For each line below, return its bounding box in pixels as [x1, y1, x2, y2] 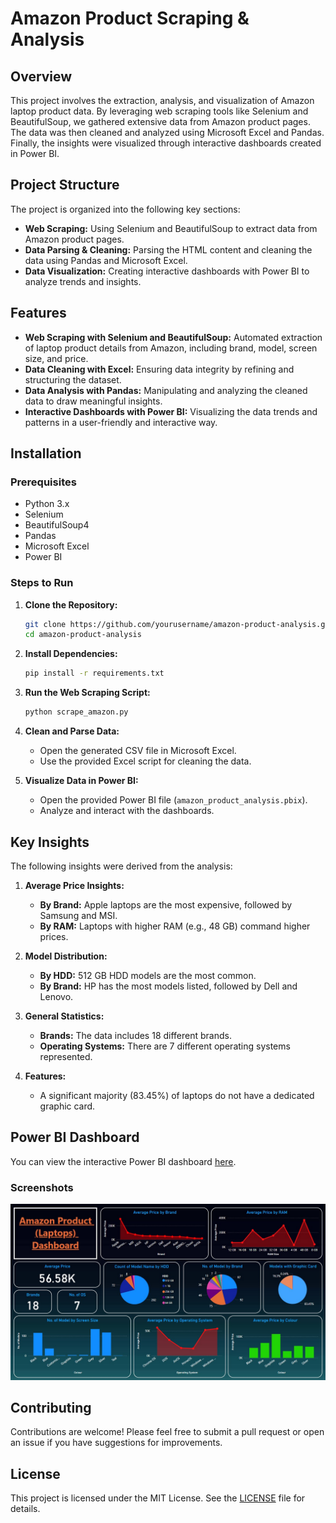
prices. [39, 930, 69, 942]
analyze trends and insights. [24, 275, 142, 287]
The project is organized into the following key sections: [10, 203, 241, 215]
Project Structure [10, 177, 120, 194]
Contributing [10, 1399, 92, 1416]
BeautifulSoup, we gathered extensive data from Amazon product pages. [10, 116, 311, 127]
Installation [10, 445, 82, 462]
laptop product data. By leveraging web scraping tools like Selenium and [10, 105, 309, 117]
